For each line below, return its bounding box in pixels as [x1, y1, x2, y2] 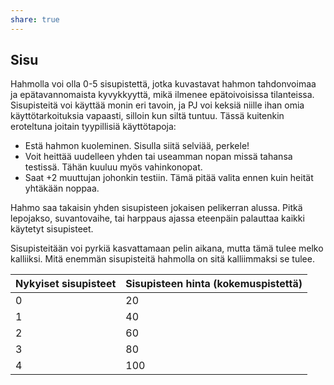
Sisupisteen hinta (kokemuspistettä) [125, 277, 303, 291]
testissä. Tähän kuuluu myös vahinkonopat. [24, 161, 203, 173]
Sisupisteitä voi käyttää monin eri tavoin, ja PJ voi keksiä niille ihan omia [10, 99, 305, 111]
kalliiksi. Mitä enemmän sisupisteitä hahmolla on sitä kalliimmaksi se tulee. [10, 253, 315, 265]
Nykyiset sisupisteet [15, 277, 117, 291]
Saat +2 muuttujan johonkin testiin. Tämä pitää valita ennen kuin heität [24, 172, 314, 184]
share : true [10, 14, 60, 25]
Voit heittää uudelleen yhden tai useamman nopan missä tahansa [24, 151, 293, 163]
